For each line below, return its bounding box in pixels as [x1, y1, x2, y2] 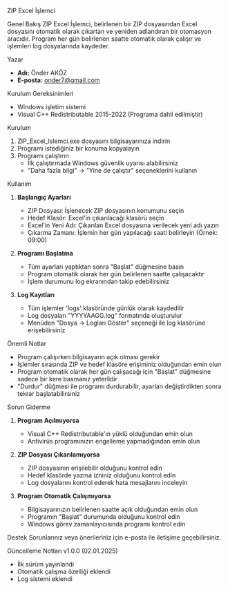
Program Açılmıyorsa [17, 417, 79, 424]
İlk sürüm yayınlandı [17, 560, 75, 568]
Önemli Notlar [7, 339, 47, 348]
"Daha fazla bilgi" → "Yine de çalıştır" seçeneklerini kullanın [27, 166, 198, 174]
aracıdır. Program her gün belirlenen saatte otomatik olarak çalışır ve [7, 35, 202, 43]
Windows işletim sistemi [17, 103, 86, 111]
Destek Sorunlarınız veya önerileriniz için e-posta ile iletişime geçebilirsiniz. [7, 533, 222, 542]
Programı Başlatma [17, 249, 74, 257]
